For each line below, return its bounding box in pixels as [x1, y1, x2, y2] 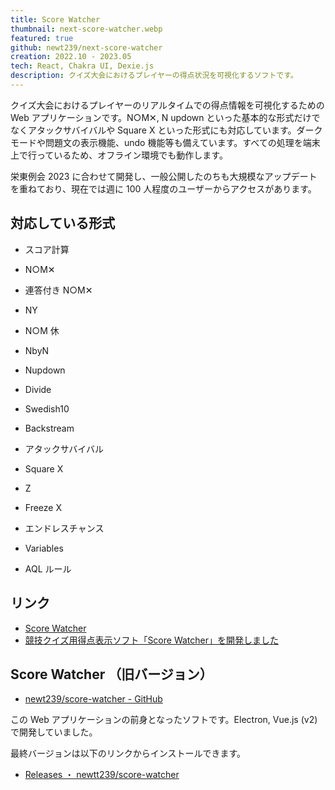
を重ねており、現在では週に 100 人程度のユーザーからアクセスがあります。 [10, 182, 317, 195]
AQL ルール [24, 562, 72, 575]
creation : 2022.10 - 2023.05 [10, 52, 132, 62]
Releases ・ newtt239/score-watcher [24, 769, 180, 781]
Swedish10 [24, 402, 70, 415]
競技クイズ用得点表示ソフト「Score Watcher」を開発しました [24, 634, 279, 646]
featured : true [10, 33, 74, 43]
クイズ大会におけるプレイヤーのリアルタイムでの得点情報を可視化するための [10, 99, 325, 111]
